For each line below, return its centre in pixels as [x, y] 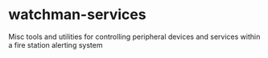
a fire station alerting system [56, 44]
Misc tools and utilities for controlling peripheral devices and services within [134, 37]
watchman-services [77, 15]
